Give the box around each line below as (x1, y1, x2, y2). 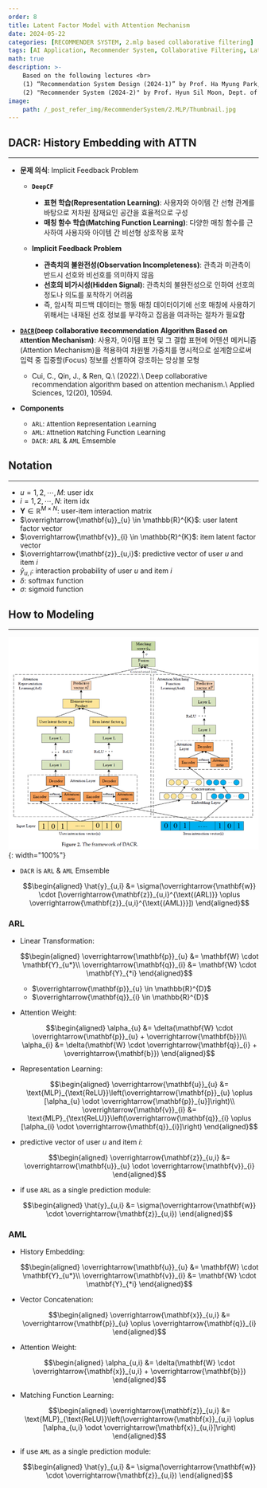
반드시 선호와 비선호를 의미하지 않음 (43, 270, 155, 280)
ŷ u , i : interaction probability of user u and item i (19, 566, 172, 577)
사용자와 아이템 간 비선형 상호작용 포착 (64, 228, 184, 238)
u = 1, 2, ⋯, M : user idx (19, 487, 94, 497)
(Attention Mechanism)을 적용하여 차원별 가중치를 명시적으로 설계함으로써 (19, 345, 252, 355)
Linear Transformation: (19, 936, 95, 946)
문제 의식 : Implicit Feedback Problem (19, 166, 139, 175)
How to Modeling (8, 607, 95, 621)
